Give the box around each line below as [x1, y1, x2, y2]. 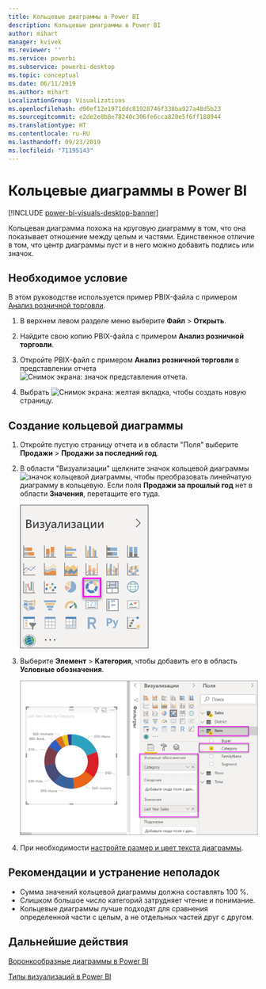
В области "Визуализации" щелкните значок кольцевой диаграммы [19, 464, 249, 473]
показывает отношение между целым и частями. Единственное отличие [8, 231, 255, 241]
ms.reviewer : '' [8, 46, 62, 55]
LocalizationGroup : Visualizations [8, 96, 126, 105]
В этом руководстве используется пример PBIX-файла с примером [8, 292, 237, 302]
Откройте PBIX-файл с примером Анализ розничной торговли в [19, 355, 240, 365]
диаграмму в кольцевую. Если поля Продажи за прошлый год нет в [19, 480, 253, 491]
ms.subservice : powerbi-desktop [8, 63, 115, 71]
